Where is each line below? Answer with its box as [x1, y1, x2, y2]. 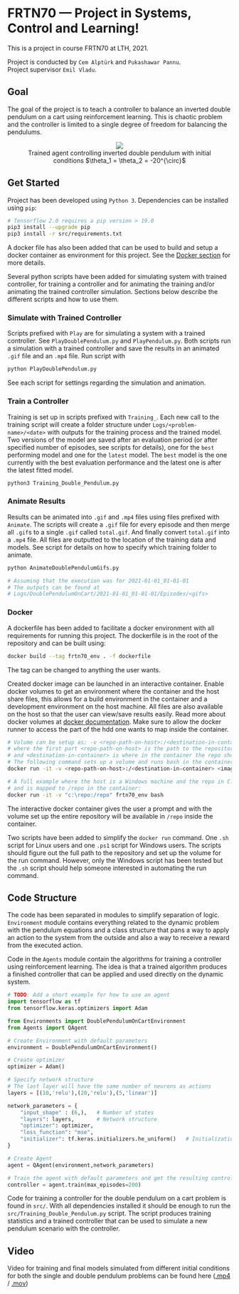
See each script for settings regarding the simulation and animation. [7, 378, 206, 387]
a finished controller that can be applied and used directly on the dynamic [7, 970, 224, 979]
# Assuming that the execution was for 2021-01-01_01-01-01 [7, 577, 190, 585]
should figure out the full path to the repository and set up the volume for [7, 848, 222, 857]
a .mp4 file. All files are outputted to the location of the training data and [7, 535, 216, 544]
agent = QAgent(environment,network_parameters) [7, 1161, 154, 1168]
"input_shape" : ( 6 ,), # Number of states [20, 1108, 154, 1116]
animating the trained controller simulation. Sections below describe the [7, 288, 218, 296]
